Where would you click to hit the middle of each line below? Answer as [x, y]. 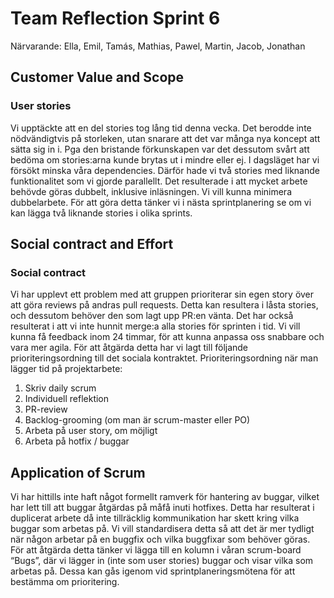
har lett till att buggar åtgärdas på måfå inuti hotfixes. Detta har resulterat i [162, 508]
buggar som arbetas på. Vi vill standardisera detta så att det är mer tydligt [162, 529]
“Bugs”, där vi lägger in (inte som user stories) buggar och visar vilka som [162, 561]
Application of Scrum [78, 472]
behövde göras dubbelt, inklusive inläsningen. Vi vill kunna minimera [151, 191]
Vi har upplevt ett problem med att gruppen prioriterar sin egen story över [162, 294]
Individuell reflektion [67, 399]
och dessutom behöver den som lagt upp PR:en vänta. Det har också [152, 316]
